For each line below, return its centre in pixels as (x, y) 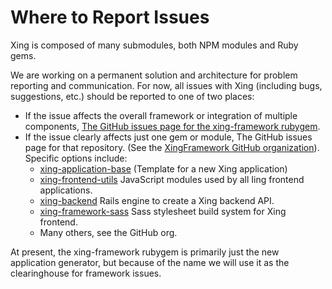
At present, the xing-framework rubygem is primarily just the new (145, 252)
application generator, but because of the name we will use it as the (150, 262)
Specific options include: (76, 158)
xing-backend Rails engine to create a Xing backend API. (157, 200)
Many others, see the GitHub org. (108, 232)
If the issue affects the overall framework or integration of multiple (161, 115)
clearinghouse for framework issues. (86, 273)
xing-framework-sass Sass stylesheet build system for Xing (163, 211)
